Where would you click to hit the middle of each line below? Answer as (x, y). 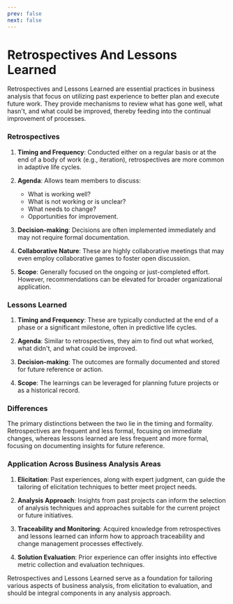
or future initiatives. (45, 515)
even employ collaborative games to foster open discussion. (104, 258)
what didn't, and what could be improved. (77, 348)
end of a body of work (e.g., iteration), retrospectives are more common (121, 159)
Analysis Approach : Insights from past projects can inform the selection (121, 500)
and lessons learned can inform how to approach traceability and (111, 536)
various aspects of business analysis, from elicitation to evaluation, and (110, 585)
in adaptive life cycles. (49, 167)
